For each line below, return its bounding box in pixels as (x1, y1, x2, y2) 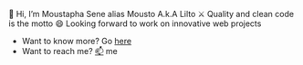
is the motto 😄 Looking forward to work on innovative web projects (8, 18, 262, 29)
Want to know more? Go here (21, 36, 132, 46)
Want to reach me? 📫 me (21, 46, 118, 56)
